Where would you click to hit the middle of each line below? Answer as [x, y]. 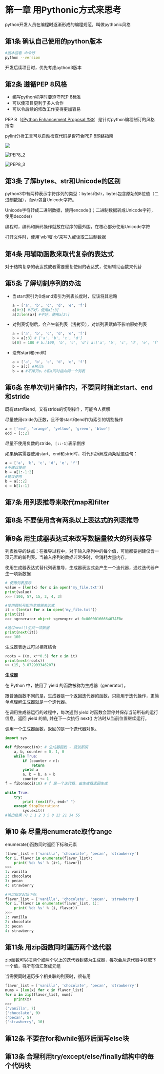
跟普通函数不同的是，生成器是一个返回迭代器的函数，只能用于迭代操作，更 [80, 696]
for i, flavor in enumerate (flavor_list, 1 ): [52, 904]
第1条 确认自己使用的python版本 [54, 41]
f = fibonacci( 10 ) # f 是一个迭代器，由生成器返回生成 [56, 784]
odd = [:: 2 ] [17, 433]
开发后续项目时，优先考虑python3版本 [43, 67]
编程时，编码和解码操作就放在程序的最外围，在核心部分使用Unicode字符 [78, 227]
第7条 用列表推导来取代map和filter [57, 502]
